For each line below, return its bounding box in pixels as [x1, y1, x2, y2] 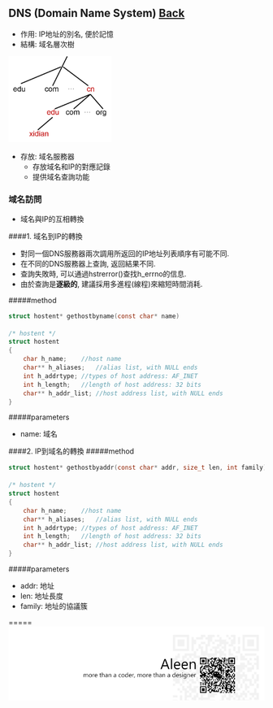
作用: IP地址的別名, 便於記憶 [19, 28, 114, 39]
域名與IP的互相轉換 [19, 214, 84, 224]
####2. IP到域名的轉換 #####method [8, 446, 135, 456]
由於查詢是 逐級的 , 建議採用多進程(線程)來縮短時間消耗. [19, 279, 203, 289]
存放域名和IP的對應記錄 [32, 162, 111, 172]
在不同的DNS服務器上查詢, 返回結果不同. [19, 258, 156, 268]
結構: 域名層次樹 [19, 39, 75, 49]
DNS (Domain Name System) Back [8, 7, 185, 20]
